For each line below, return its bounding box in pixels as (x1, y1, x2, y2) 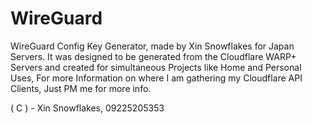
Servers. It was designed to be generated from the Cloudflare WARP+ (10, 50, 297, 62)
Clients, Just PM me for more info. (10, 82, 152, 94)
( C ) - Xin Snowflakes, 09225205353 (10, 102, 165, 114)
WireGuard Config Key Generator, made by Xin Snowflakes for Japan (10, 40, 295, 52)
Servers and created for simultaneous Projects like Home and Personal (10, 61, 302, 73)
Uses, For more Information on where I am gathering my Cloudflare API (10, 72, 303, 84)
